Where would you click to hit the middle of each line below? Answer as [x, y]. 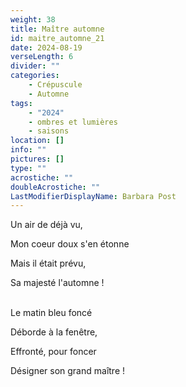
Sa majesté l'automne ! [57, 283]
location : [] [37, 141]
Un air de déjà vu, [46, 225]
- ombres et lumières [73, 122]
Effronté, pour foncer [53, 352]
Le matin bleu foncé [51, 313]
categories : [35, 76]
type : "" [28, 168]
